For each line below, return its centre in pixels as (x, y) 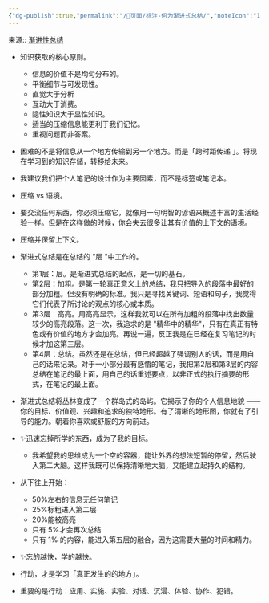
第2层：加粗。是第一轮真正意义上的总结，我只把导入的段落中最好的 (143, 283)
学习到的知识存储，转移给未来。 (80, 161)
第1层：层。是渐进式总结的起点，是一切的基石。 (110, 273)
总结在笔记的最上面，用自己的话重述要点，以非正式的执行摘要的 (137, 373)
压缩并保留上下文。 (52, 239)
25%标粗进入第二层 (64, 509)
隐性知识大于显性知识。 (70, 114)
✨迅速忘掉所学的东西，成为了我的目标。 (86, 438)
